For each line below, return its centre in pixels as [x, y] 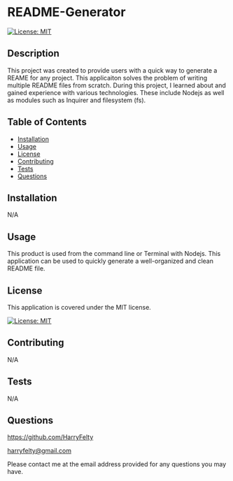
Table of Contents [47, 122]
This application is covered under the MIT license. [79, 307]
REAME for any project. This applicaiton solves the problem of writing [107, 78]
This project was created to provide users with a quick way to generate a [112, 70]
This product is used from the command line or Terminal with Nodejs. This [114, 254]
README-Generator [66, 12]
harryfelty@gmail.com [40, 451]
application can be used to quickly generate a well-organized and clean [110, 261]
